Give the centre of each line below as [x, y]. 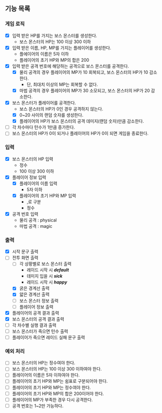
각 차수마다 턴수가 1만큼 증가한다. [44, 127]
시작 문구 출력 [25, 252]
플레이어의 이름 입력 [38, 183]
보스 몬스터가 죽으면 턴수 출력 [40, 331]
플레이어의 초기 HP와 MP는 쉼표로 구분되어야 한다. [60, 381]
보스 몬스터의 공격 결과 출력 [38, 319]
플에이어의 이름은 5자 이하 [44, 54]
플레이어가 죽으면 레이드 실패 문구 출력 [48, 337]
